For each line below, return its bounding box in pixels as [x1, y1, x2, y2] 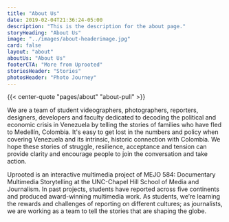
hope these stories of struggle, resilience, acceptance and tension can [7, 142, 208, 151]
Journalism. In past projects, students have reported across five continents [7, 185, 220, 193]
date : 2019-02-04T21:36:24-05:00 [7, 16, 103, 23]
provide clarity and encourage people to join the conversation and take [7, 150, 208, 158]
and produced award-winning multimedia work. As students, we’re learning [7, 192, 221, 201]
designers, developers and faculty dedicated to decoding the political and [7, 113, 217, 122]
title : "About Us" [7, 10, 60, 17]
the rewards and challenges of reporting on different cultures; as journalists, [7, 200, 223, 208]
